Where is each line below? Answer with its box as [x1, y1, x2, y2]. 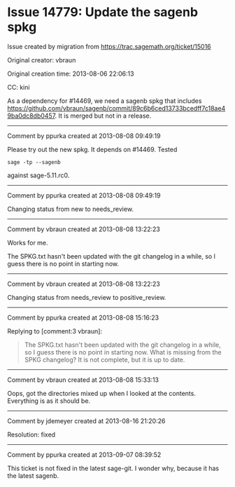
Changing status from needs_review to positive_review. [7, 293, 166, 301]
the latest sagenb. [7, 471, 59, 480]
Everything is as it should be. [7, 397, 91, 405]
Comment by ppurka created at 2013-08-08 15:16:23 [7, 313, 159, 322]
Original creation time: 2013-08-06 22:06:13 [7, 69, 134, 78]
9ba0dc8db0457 [7, 111, 55, 120]
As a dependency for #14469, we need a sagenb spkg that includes [7, 96, 202, 105]
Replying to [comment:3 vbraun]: [7, 327, 103, 335]
